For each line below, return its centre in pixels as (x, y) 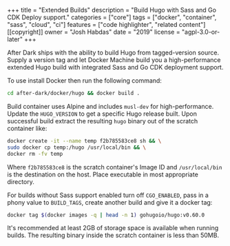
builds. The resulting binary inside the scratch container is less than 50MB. (113, 235)
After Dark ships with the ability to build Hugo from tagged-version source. (113, 52)
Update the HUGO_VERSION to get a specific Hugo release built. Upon (102, 114)
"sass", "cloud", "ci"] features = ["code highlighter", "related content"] (106, 24)
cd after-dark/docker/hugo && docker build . (73, 93)
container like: (27, 128)
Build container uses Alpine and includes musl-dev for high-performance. (111, 106)
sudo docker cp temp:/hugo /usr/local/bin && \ (77, 147)
